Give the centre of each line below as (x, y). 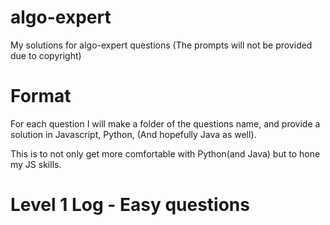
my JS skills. (36, 164)
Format (41, 96)
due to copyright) (46, 55)
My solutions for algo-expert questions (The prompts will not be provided (161, 45)
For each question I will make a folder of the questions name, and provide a (165, 123)
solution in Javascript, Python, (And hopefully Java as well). (133, 134)
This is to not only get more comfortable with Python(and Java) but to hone (165, 153)
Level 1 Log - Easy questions (130, 205)
